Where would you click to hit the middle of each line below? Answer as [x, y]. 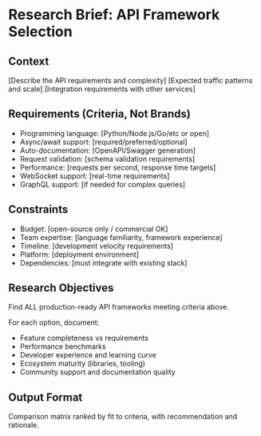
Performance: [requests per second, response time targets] [118, 167]
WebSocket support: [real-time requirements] [95, 176]
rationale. [24, 425]
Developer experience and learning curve [88, 355]
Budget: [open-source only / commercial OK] [94, 229]
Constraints [38, 210]
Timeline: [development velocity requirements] [97, 246]
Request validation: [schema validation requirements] [107, 158]
